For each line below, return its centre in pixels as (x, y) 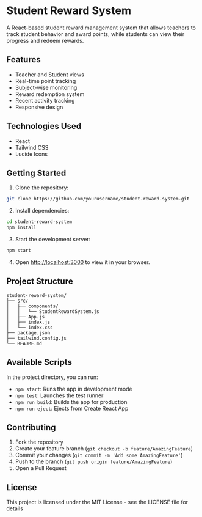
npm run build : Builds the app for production (71, 402)
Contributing (31, 427)
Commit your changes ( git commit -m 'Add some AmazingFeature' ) (99, 455)
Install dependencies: (42, 211)
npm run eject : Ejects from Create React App (72, 408)
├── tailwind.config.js (37, 338)
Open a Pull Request (41, 468)
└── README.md (24, 343)
